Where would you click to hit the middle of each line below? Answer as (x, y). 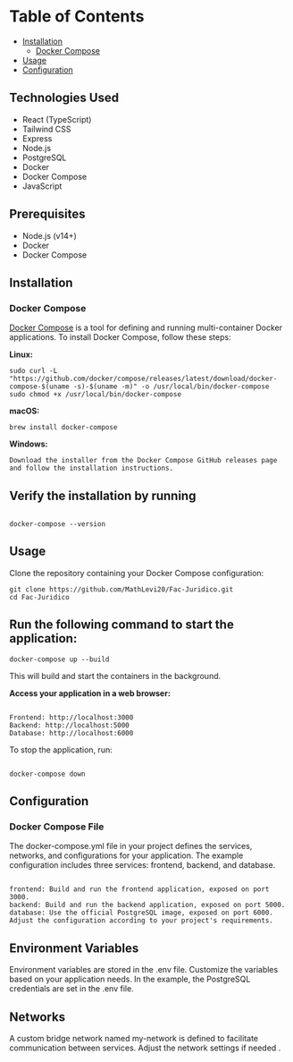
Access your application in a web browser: (90, 693)
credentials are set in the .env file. (71, 989)
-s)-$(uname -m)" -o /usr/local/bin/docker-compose (171, 387)
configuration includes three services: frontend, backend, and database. (142, 865)
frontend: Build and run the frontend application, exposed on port (139, 889)
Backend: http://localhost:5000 (69, 725)
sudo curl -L (33, 371)
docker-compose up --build (59, 659)
